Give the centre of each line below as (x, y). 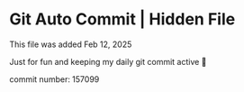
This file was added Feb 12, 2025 (71, 44)
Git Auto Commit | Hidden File (122, 19)
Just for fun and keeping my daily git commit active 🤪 (108, 61)
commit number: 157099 (54, 79)
